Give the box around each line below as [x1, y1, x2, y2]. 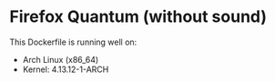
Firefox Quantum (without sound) [9, 6, 267, 27]
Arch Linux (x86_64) [22, 54, 99, 65]
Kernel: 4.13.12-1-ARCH [22, 64, 109, 75]
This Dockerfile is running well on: [9, 36, 137, 47]
